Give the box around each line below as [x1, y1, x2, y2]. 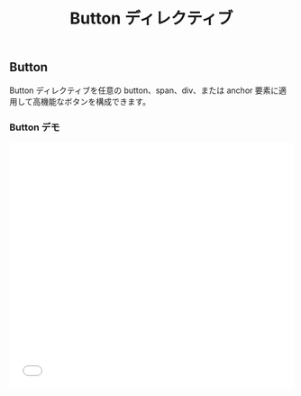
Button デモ [9, 121, 60, 134]
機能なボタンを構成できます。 [40, 96, 151, 106]
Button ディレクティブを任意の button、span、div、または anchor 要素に [9, 85, 279, 96]
